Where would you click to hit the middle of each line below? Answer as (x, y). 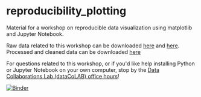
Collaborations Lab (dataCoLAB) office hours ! (63, 76)
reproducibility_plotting (66, 11)
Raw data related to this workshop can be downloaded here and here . (93, 46)
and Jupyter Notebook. (35, 34)
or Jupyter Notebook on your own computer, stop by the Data (83, 69)
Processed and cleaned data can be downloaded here (73, 51)
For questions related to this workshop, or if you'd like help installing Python (101, 63)
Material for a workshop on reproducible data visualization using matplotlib (99, 28)
